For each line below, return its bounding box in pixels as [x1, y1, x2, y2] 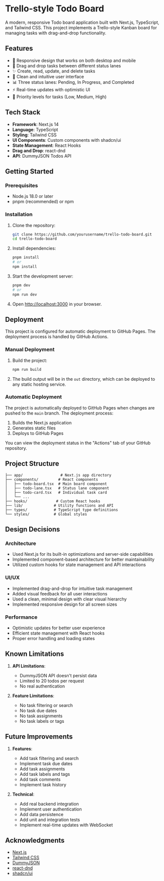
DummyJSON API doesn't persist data [19, 672, 97, 678]
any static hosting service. [12, 381, 66, 387]
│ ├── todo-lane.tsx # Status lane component [5, 485, 110, 491]
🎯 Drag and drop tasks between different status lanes [12, 62, 121, 68]
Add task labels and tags [19, 771, 70, 777]
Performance [5, 613, 38, 620]
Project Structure [5, 460, 59, 468]
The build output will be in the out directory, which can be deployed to [12, 376, 156, 382]
